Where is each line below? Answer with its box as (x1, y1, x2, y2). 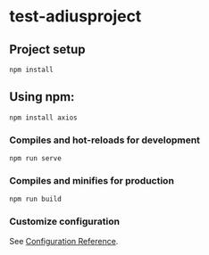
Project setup (9, 42, 87, 57)
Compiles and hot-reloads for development (9, 134, 201, 146)
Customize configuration (9, 216, 121, 228)
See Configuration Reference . (9, 235, 119, 246)
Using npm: (9, 89, 75, 104)
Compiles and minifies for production (9, 175, 174, 187)
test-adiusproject (9, 6, 142, 27)
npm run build (9, 194, 63, 204)
